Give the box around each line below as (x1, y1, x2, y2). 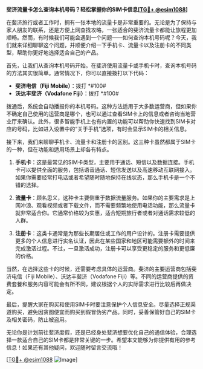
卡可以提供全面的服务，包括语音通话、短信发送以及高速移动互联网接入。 (14, 166, 195, 173)
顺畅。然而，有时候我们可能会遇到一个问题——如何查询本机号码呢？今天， (6, 34, 192, 41)
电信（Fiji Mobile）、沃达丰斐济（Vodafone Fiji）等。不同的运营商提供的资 (11, 273, 194, 280)
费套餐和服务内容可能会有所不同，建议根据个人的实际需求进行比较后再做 (6, 281, 186, 287)
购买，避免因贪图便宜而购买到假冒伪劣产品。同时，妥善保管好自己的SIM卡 (11, 309, 196, 315)
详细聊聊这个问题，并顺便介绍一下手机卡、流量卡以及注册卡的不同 (22, 42, 186, 48)
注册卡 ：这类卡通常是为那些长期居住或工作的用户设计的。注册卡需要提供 (14, 230, 195, 237)
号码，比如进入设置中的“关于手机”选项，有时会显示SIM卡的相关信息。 (16, 125, 190, 132)
